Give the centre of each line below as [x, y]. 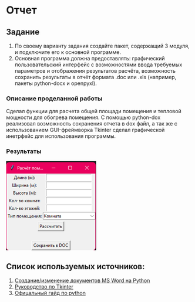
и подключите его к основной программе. [68, 52]
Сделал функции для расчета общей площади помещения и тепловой [94, 111]
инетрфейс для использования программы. [61, 136]
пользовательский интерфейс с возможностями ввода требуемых [98, 65]
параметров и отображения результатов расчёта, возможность [95, 71]
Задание [23, 32]
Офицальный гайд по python [50, 293]
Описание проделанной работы [54, 99]
